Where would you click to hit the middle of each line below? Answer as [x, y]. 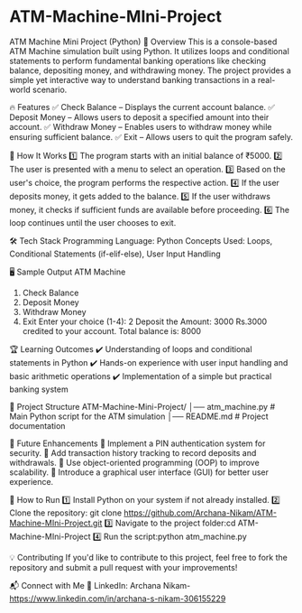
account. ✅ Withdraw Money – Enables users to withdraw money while [141, 126]
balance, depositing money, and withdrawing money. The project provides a [150, 70]
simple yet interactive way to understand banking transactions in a [133, 79]
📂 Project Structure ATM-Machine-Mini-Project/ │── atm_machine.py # [142, 406]
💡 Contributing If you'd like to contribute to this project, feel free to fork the [149, 557]
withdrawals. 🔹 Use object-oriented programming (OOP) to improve [134, 462]
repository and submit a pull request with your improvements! [124, 567]
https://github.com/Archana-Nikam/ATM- [201, 513]
